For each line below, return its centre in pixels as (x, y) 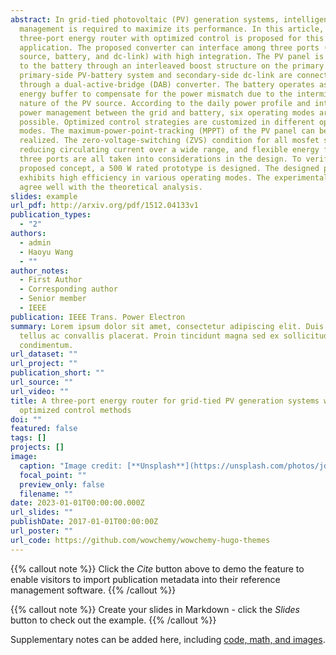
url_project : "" (44, 364)
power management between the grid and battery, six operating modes (167, 112)
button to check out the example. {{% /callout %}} (113, 620)
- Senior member (53, 299)
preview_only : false (62, 484)
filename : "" (46, 494)
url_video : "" (40, 391)
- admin (35, 242)
